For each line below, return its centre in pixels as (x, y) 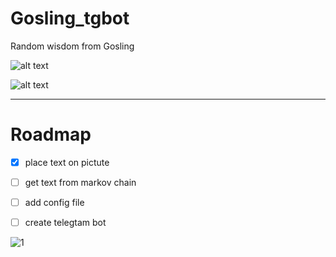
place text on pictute (67, 162)
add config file (54, 202)
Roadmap (51, 134)
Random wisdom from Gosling (72, 46)
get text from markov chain (80, 182)
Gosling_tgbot (70, 18)
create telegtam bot (65, 223)
